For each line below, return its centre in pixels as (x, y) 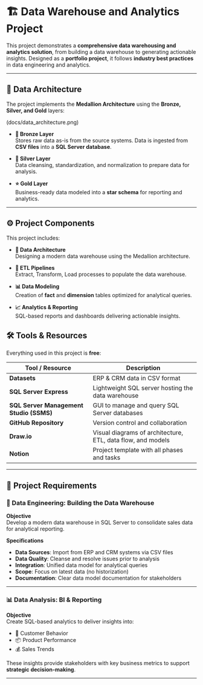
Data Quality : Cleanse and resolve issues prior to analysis (87, 559)
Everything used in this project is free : (54, 353)
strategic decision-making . (41, 670)
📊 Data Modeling (37, 286)
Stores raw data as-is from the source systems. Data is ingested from (101, 140)
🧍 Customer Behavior (41, 634)
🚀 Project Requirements (52, 486)
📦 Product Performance (46, 640)
